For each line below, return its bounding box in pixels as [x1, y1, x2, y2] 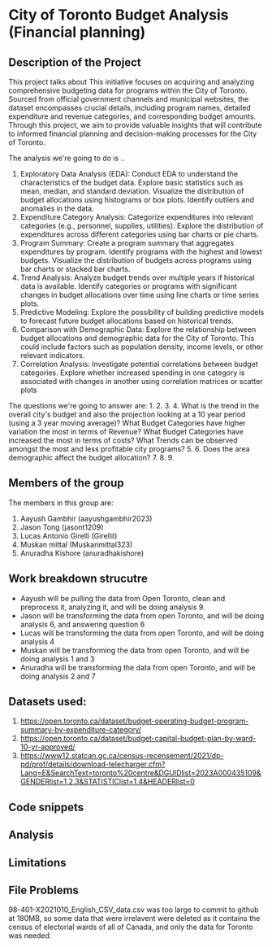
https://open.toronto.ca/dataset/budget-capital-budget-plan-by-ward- [19, 734, 257, 744]
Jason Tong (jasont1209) [19, 522, 104, 532]
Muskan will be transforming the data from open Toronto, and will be [19, 645, 250, 655]
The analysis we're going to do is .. [8, 153, 125, 163]
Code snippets [8, 800, 84, 814]
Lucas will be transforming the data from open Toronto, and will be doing [19, 628, 264, 638]
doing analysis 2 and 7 [19, 671, 96, 681]
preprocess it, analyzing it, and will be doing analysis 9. [19, 602, 205, 612]
